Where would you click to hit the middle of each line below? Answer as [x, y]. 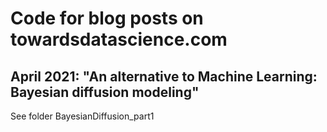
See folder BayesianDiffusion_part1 [82, 116]
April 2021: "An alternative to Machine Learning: [164, 76]
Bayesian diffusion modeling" [105, 92]
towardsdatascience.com [119, 39]
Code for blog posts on [107, 18]
